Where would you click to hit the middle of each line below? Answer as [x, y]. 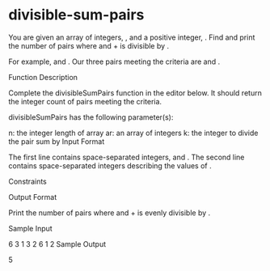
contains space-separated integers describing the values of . [110, 165]
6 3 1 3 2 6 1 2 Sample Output [57, 243]
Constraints [27, 181]
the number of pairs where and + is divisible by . [89, 45]
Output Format [33, 197]
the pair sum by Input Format [57, 141]
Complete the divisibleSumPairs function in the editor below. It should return [135, 93]
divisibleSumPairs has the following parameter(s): [91, 117]
